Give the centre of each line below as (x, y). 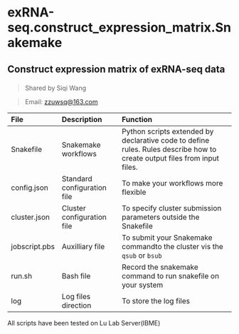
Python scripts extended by (168, 131)
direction (76, 305)
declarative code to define (166, 140)
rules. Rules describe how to (169, 149)
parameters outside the (161, 217)
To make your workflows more (172, 183)
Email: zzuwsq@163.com (61, 101)
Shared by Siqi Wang (55, 88)
